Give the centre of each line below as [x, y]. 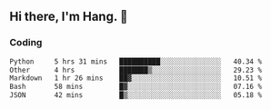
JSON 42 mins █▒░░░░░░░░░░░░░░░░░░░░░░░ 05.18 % [135, 95]
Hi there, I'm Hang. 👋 [69, 17]
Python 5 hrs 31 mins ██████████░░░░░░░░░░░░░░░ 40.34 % [135, 61]
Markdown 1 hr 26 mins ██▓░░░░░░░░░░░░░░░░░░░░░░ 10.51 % [135, 78]
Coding [26, 43]
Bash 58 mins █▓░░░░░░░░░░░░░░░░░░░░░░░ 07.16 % [135, 87]
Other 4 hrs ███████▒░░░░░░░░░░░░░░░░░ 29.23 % [135, 70]
